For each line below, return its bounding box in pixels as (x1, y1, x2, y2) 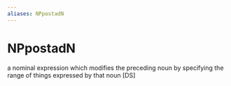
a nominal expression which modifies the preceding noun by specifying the (7, 64, 224, 72)
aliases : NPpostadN (7, 10, 64, 17)
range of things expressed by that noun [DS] (7, 71, 136, 79)
